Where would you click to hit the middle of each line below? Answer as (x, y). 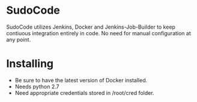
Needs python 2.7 (37, 86)
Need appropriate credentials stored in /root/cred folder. (84, 92)
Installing (30, 64)
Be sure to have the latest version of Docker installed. (81, 80)
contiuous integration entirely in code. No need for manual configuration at (98, 33)
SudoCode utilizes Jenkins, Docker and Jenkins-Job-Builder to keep (91, 27)
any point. (19, 39)
